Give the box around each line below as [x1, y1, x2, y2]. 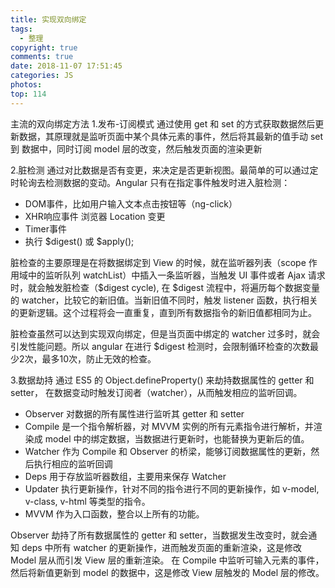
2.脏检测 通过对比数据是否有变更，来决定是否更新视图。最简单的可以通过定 [10, 164, 319, 176]
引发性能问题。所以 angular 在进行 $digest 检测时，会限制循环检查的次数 [10, 340, 310, 352]
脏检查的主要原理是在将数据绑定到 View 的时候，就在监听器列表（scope [10, 256, 307, 268]
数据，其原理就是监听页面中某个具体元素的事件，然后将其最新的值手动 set [18, 130, 324, 142]
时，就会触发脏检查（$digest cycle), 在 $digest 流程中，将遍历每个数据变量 [10, 281, 320, 293]
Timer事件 [24, 222, 67, 235]
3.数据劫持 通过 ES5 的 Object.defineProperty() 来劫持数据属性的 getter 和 [10, 374, 315, 386]
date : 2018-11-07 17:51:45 [10, 61, 123, 71]
